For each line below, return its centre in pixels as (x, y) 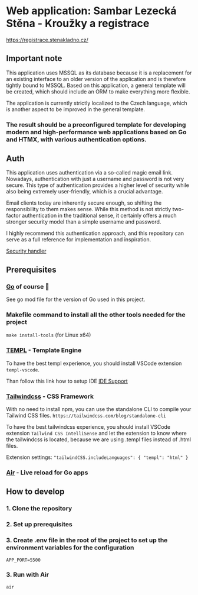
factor (13, 216)
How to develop (35, 492)
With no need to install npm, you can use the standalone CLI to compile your (99, 409)
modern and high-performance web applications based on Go (96, 132)
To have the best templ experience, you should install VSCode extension (94, 363)
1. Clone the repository (39, 509)
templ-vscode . (23, 369)
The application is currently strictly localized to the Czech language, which (97, 103)
